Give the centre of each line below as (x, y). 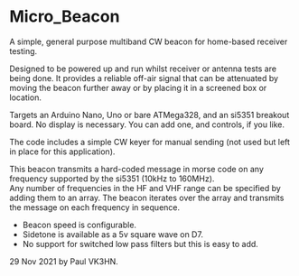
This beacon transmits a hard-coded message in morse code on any (137, 169)
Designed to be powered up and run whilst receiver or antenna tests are (143, 69)
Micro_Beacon (65, 17)
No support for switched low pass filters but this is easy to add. (140, 244)
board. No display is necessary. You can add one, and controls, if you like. (147, 124)
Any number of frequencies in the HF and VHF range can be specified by (145, 188)
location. (26, 97)
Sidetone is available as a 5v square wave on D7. (112, 234)
